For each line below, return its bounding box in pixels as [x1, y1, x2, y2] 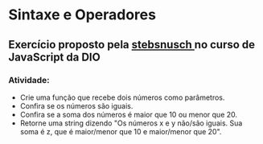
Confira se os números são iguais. [19, 101, 134, 110]
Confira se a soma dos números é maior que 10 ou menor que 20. [19, 109, 238, 119]
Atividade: [8, 74, 50, 85]
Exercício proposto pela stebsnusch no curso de [8, 38, 256, 51]
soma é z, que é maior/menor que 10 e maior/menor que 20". [19, 126, 222, 136]
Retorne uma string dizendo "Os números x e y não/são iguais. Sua [19, 118, 243, 128]
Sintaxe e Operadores [8, 6, 157, 24]
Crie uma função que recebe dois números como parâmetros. [19, 93, 225, 102]
